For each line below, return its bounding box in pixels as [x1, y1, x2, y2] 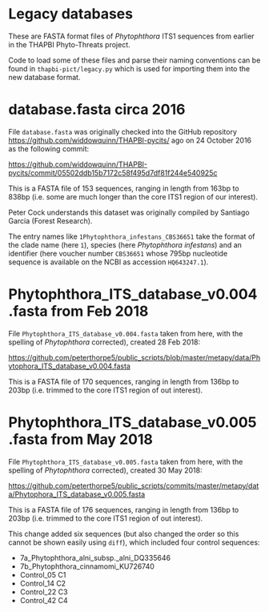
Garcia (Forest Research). [8, 215, 93, 225]
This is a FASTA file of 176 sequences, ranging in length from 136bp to [8, 505, 239, 514]
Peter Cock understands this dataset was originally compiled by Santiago [8, 207, 250, 217]
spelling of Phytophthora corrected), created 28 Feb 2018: [8, 337, 201, 347]
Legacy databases [8, 5, 134, 23]
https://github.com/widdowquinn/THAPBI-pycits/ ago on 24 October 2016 [8, 135, 252, 145]
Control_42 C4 [19, 595, 68, 605]
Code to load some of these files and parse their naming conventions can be [8, 55, 261, 65]
